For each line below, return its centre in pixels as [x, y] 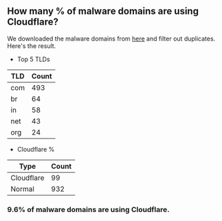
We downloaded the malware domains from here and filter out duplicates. [111, 38]
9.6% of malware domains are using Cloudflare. [88, 209]
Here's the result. [32, 46]
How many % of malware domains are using [103, 11]
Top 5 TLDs [33, 59]
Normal [22, 189]
